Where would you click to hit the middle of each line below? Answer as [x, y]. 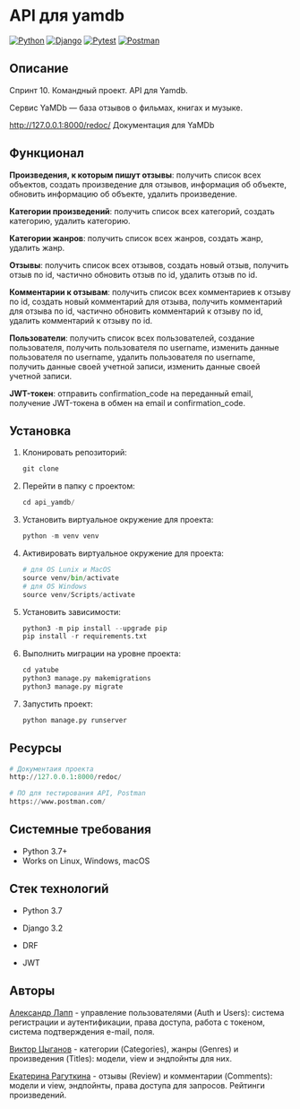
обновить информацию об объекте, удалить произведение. [123, 194]
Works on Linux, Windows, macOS [86, 861]
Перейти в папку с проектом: [79, 486]
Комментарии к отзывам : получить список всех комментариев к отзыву [150, 291]
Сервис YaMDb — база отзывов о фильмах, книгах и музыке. [126, 108]
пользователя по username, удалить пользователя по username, [132, 357]
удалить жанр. [37, 247]
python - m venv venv [60, 536]
